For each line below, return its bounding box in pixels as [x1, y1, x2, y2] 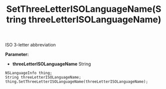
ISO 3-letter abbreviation [5, 42, 56, 48]
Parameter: [5, 51, 29, 57]
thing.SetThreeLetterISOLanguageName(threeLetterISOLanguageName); [5, 79, 149, 85]
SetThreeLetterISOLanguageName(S [6, 3, 162, 15]
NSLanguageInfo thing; [5, 71, 52, 76]
